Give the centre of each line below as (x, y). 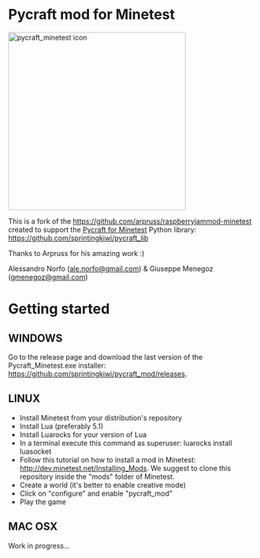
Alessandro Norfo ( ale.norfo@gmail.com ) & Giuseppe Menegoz (111, 268)
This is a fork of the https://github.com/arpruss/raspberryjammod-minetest (130, 221)
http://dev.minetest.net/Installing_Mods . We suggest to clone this (125, 468)
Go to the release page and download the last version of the (106, 356)
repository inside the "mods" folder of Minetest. (97, 477)
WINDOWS (35, 338)
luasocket (35, 451)
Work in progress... (39, 545)
